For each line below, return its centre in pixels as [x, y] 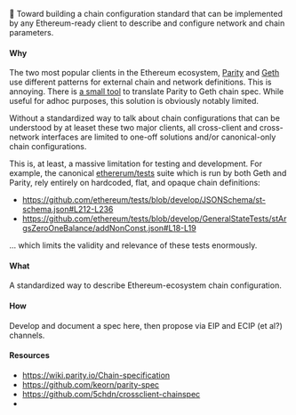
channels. [27, 335]
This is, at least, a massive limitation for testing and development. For [136, 164]
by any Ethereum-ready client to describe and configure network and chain [147, 23]
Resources [30, 355]
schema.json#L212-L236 [68, 210]
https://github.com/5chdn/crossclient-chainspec [111, 394]
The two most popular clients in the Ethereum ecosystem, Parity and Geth [144, 73]
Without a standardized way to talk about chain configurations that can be [144, 118]
